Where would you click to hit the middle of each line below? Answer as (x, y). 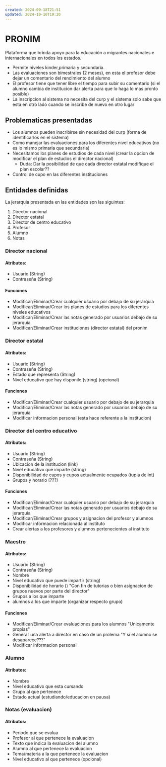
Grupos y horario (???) (35, 480)
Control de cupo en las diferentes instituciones (60, 174)
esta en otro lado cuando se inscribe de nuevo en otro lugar (73, 104)
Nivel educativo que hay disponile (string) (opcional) (66, 380)
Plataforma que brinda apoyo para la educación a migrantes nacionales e (80, 53)
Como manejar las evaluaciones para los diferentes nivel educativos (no (86, 143)
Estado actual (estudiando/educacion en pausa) (61, 697)
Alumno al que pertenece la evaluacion (52, 748)
